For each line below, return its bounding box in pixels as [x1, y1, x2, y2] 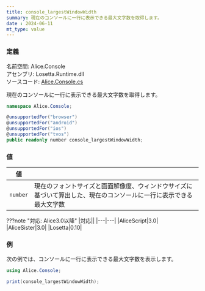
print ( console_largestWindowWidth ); [6, 279, 99, 285]
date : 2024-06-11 [6, 20, 53, 26]
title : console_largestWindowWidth [6, 9, 97, 15]
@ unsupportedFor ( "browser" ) [6, 114, 78, 120]
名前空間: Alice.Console [6, 62, 66, 70]
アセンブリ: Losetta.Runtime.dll [6, 70, 84, 77]
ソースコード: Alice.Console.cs [6, 78, 84, 85]
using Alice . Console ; [6, 268, 62, 274]
